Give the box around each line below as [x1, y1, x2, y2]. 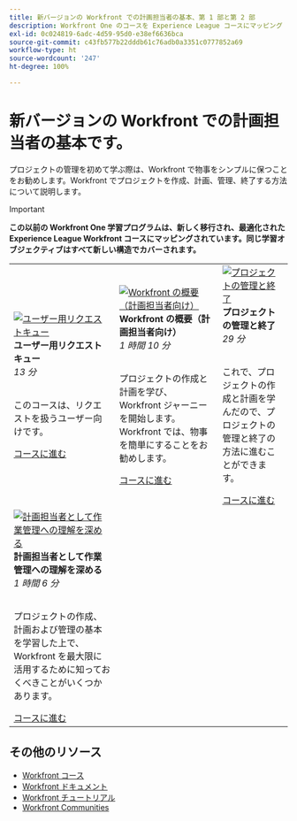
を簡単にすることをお [118, 439, 209, 451]
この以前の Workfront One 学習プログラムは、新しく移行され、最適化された [9, 222, 286, 233]
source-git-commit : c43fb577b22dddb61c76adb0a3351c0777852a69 [9, 37, 243, 47]
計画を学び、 [118, 386, 173, 398]
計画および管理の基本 [13, 623, 103, 635]
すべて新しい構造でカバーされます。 [70, 244, 202, 255]
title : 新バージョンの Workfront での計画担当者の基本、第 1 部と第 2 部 [9, 12, 256, 22]
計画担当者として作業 [13, 550, 103, 563]
